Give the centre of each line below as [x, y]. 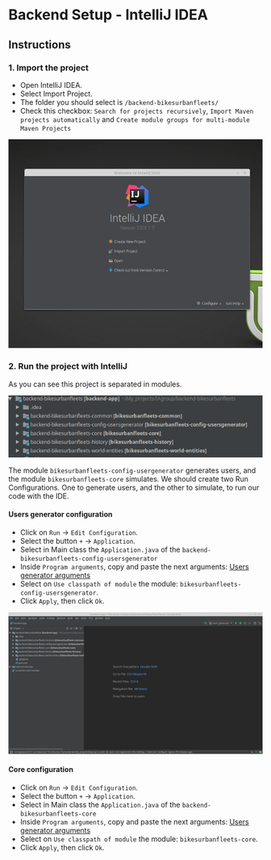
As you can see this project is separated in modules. [95, 384]
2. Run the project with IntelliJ [68, 366]
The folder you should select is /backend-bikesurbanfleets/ [119, 102]
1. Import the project [48, 68]
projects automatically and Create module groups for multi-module [135, 119]
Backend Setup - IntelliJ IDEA [108, 15]
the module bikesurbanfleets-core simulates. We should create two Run [128, 478]
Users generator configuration [60, 515]
